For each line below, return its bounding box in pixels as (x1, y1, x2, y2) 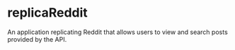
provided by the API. (7, 35, 67, 43)
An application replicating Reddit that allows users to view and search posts (7, 28, 228, 36)
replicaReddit (7, 5, 88, 21)
